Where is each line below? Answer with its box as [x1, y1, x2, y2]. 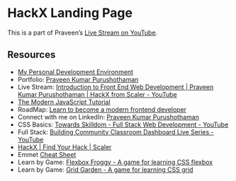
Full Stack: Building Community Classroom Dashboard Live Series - [17, 127, 214, 136]
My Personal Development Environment [17, 67, 133, 76]
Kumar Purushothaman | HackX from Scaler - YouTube [17, 90, 177, 98]
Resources [7, 49, 56, 61]
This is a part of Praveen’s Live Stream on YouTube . [7, 28, 158, 37]
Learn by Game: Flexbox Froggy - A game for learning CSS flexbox [17, 158, 213, 166]
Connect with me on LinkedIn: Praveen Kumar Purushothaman [17, 112, 200, 121]
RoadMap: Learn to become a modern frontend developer [17, 105, 186, 114]
